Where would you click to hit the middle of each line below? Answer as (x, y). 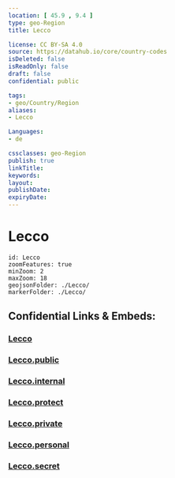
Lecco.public (34, 360)
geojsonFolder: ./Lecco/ (49, 285)
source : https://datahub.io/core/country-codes (88, 52)
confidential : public (44, 81)
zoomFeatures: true (40, 264)
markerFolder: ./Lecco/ (47, 292)
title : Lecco (30, 30)
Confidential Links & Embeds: (82, 316)
